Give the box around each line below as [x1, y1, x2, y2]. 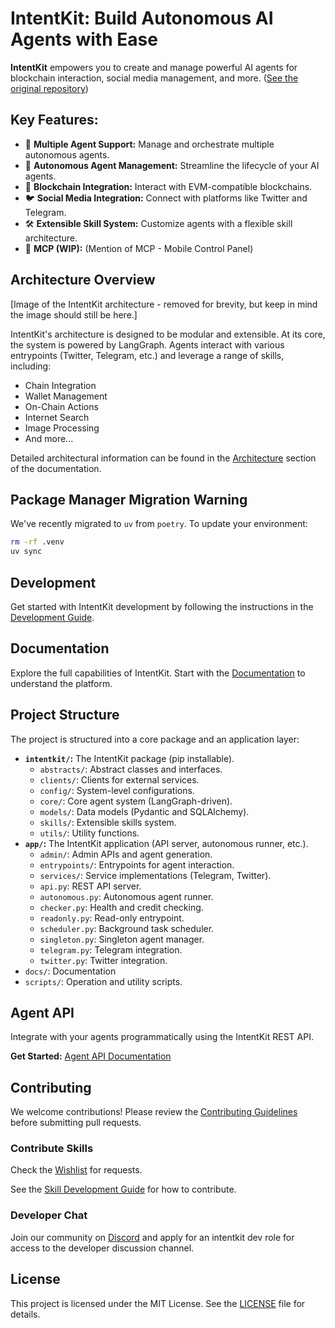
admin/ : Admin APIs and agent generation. [39, 848, 213, 860]
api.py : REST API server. [39, 880, 142, 892]
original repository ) [10, 82, 89, 94]
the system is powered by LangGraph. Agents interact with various [10, 338, 285, 351]
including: [10, 360, 52, 372]
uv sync [10, 547, 43, 557]
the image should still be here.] [10, 308, 138, 321]
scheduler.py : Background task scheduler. [39, 922, 215, 934]
